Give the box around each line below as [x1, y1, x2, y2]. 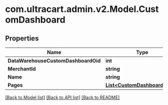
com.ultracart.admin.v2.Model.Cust [5, 3, 159, 15]
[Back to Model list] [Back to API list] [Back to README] [5, 94, 120, 100]
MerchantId [7, 65, 36, 72]
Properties [5, 34, 39, 42]
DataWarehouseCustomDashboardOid [7, 57, 101, 64]
